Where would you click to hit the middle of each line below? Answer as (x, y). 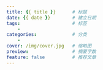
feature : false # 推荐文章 (51, 57)
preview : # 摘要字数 (51, 52)
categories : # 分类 (47, 35)
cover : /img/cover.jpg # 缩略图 (49, 46)
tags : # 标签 (47, 23)
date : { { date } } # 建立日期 (51, 18)
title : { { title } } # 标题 (47, 12)
